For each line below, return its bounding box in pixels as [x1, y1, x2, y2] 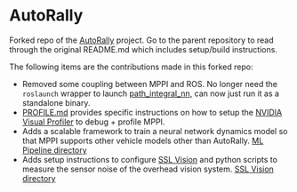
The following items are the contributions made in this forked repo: [9, 61, 253, 72]
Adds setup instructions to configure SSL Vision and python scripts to [21, 154, 278, 164]
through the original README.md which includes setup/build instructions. [9, 44, 278, 54]
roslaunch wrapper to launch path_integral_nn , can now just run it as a [21, 88, 280, 99]
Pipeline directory [21, 144, 87, 156]
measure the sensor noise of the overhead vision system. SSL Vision [21, 164, 274, 174]
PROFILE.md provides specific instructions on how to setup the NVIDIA [21, 107, 283, 117]
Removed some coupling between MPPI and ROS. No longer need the [21, 78, 278, 89]
